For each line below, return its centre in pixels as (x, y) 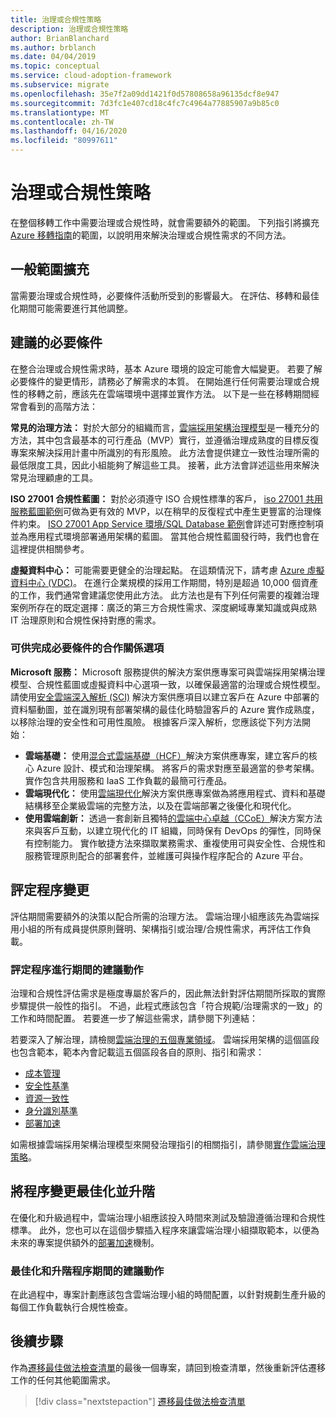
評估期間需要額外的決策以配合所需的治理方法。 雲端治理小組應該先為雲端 (160, 916)
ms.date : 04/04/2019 (53, 57)
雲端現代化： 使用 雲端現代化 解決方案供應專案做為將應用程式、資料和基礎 (175, 793)
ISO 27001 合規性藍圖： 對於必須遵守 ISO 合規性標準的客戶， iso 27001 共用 (167, 498)
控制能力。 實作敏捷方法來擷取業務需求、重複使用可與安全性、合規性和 (179, 843)
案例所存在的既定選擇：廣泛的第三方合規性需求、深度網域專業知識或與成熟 (163, 607)
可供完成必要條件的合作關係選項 (87, 648)
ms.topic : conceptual (55, 66)
